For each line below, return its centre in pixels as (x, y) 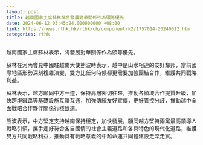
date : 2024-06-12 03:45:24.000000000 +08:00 (63, 23)
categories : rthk (28, 34)
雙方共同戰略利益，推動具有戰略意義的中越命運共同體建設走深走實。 (91, 136)
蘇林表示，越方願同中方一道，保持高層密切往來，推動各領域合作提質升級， (99, 93)
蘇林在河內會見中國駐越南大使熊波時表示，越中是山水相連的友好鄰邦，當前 (99, 65)
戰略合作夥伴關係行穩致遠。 (46, 108)
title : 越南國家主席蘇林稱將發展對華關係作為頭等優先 (65, 18)
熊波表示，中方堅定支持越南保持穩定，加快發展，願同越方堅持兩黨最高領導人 (101, 121)
